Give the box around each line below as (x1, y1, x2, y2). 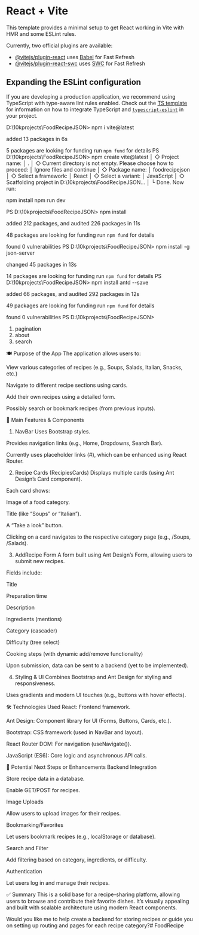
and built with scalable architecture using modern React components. (6, 904, 177, 911)
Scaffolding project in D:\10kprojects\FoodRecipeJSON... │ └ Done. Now (6, 178, 184, 186)
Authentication (6, 867, 42, 875)
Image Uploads (6, 798, 44, 805)
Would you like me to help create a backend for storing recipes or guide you (6, 915, 193, 922)
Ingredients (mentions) (6, 615, 62, 622)
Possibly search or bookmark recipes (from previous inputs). (6, 405, 155, 412)
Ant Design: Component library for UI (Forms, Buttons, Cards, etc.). (6, 717, 172, 724)
